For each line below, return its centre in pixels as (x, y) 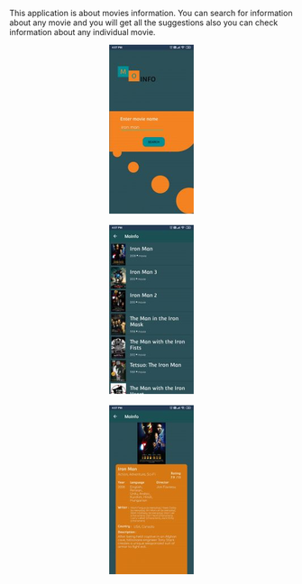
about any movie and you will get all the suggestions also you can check (144, 23)
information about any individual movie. (82, 32)
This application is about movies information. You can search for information (151, 13)
